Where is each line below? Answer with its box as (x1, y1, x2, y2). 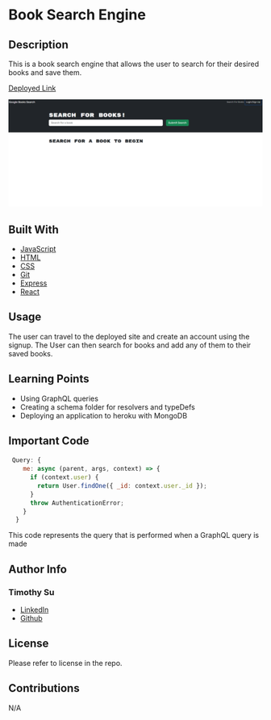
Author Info (8, 562, 67, 576)
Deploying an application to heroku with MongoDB (19, 410, 188, 420)
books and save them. (8, 68, 82, 77)
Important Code (8, 434, 90, 447)
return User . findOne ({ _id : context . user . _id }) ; (37, 481, 207, 489)
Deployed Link (8, 83, 56, 93)
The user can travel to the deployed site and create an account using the (8, 331, 250, 341)
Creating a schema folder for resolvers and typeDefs (19, 402, 195, 412)
